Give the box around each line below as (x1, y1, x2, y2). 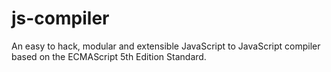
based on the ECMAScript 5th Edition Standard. (11, 50, 207, 62)
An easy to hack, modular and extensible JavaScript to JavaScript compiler (11, 40, 321, 52)
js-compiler (11, 7, 110, 30)
